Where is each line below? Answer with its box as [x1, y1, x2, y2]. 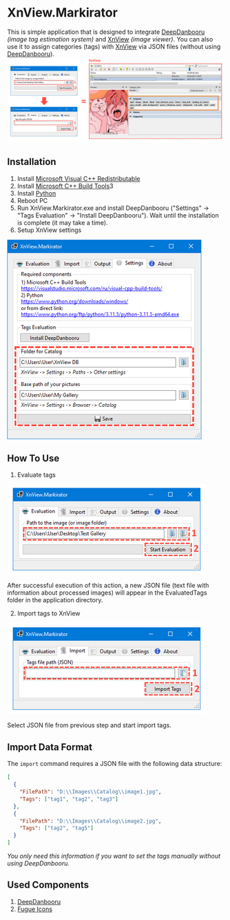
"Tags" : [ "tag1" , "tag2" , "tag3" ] [19, 796, 118, 803]
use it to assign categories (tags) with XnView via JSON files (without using [7, 42, 221, 50]
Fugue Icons [17, 905, 53, 913]
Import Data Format [7, 741, 93, 753]
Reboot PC [17, 196, 48, 204]
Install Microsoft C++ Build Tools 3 [17, 182, 114, 190]
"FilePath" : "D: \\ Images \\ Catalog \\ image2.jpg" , [19, 817, 162, 825]
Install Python [17, 189, 56, 198]
